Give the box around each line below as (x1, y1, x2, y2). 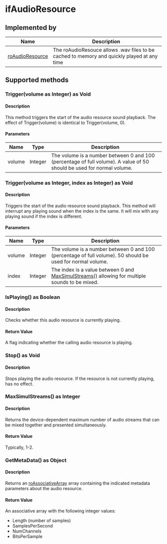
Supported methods (5, 76, 69, 84)
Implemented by (5, 23, 57, 32)
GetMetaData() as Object (5, 457, 67, 464)
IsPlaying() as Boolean (5, 293, 61, 300)
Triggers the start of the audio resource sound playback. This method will (5, 203, 156, 209)
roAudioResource (7, 53, 48, 59)
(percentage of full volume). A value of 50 (51, 158, 149, 165)
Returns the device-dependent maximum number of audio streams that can (5, 416, 160, 422)
